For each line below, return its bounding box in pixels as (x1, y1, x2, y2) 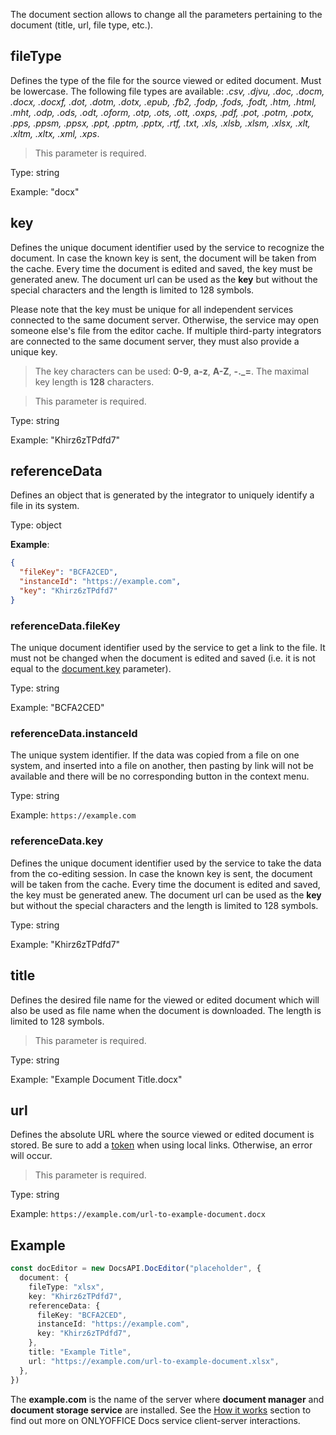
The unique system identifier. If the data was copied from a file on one (10, 749, 300, 761)
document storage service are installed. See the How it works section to (10, 1404, 312, 1416)
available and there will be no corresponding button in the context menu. (10, 770, 310, 783)
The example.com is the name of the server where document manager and (10, 1393, 325, 1405)
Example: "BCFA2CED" (10, 702, 105, 714)
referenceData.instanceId (10, 727, 138, 741)
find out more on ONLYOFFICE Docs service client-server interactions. (10, 1414, 301, 1426)
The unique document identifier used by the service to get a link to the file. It (10, 642, 326, 654)
